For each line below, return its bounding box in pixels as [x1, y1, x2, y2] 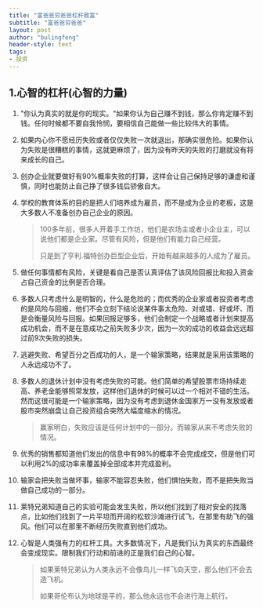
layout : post [9, 26, 52, 34]
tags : [9, 48, 27, 56]
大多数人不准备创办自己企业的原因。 [20, 207, 138, 217]
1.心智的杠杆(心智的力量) [9, 86, 128, 100]
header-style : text [9, 41, 73, 49]
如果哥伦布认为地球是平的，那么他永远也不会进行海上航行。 [39, 591, 232, 600]
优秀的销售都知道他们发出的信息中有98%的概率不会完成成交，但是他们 [20, 449, 249, 458]
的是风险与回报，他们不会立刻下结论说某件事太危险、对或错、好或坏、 [20, 304, 247, 313]
